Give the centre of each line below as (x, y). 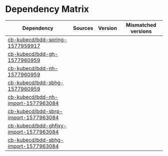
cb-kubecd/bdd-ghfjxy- (37, 126)
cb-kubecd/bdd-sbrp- (35, 111)
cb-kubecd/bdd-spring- (37, 39)
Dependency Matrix (47, 9)
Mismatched (141, 25)
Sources (83, 28)
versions (141, 31)
